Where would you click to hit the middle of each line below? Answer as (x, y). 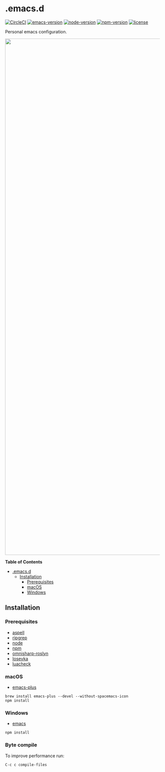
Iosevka (20, 658)
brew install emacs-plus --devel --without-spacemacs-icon (67, 696)
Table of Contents (24, 562)
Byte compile (21, 745)
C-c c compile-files (26, 765)
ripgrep (20, 638)
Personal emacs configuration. (36, 31)
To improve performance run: (35, 756)
